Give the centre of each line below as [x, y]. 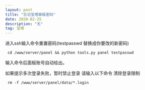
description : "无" [24, 24]
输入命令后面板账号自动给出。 [36, 62]
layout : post [19, 10]
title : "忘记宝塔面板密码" [30, 14]
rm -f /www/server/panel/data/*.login [48, 83]
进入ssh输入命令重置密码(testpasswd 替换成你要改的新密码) [67, 43]
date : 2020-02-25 [23, 19]
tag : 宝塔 [15, 28]
